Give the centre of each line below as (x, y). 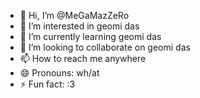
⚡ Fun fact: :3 (47, 84)
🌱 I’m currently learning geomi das (90, 36)
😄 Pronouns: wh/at (59, 73)
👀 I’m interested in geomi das (79, 26)
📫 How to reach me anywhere (83, 58)
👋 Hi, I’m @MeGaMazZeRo (74, 15)
